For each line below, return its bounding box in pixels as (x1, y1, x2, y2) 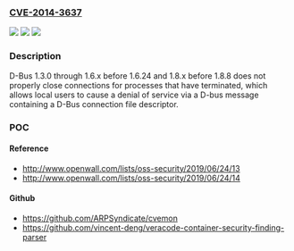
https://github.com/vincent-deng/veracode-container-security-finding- (21, 222, 285, 233)
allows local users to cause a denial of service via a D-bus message (9, 89, 259, 100)
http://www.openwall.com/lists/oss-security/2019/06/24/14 (21, 172, 241, 183)
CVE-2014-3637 (9, 6, 82, 19)
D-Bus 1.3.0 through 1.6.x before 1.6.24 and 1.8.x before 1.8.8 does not (9, 70, 266, 81)
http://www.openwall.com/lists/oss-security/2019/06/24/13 (21, 163, 240, 173)
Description (9, 50, 62, 63)
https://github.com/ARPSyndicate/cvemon (21, 213, 179, 223)
